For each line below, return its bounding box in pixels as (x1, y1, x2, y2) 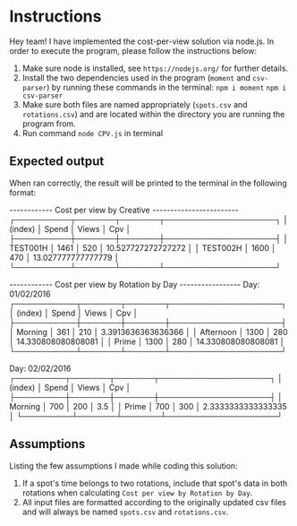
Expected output (9, 154, 105, 169)
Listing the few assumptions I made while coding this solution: (9, 460, 239, 471)
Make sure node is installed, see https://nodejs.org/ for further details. (21, 63, 289, 73)
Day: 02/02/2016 (9, 363, 72, 374)
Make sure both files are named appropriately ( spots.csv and (21, 99, 248, 109)
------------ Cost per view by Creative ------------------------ (9, 204, 239, 215)
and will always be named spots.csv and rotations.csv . (21, 506, 229, 517)
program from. (21, 118, 76, 129)
